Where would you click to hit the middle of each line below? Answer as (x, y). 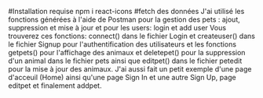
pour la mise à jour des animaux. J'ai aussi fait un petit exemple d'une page (130, 69)
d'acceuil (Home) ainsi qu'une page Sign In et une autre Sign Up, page (122, 77)
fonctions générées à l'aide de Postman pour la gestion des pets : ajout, (124, 19)
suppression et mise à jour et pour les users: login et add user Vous (117, 28)
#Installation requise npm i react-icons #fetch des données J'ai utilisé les (126, 11)
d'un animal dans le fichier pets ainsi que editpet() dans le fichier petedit (125, 61)
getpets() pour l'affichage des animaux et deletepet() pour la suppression (127, 52)
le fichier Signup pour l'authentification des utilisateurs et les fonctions (122, 44)
